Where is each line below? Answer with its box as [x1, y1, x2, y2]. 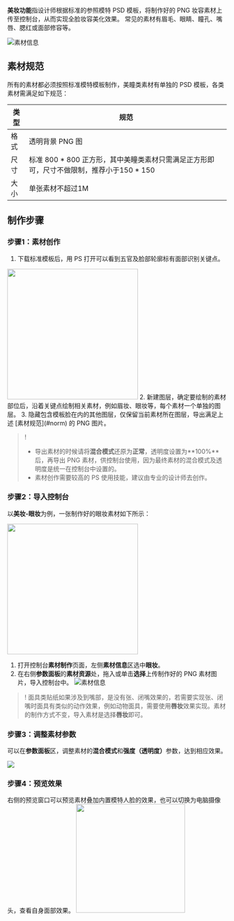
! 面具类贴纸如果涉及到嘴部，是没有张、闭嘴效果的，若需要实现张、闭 [24, 693, 224, 701]
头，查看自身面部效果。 [7, 906, 75, 915]
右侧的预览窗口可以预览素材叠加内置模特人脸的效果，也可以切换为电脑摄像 [7, 796, 221, 804]
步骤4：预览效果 [7, 779, 63, 789]
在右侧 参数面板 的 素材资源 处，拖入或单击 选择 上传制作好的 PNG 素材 [17, 669, 211, 677]
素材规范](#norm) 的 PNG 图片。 [17, 418, 110, 427]
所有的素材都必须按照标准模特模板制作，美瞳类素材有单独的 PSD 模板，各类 [7, 80, 224, 88]
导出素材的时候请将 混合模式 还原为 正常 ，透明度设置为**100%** [34, 447, 219, 455]
